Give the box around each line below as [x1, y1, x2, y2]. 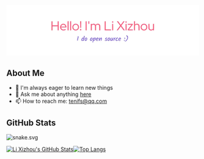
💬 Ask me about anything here [15, 91, 92, 98]
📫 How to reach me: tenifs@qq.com [15, 97, 107, 105]
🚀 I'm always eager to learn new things [15, 84, 113, 92]
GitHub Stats [6, 117, 56, 128]
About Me [6, 68, 45, 78]
